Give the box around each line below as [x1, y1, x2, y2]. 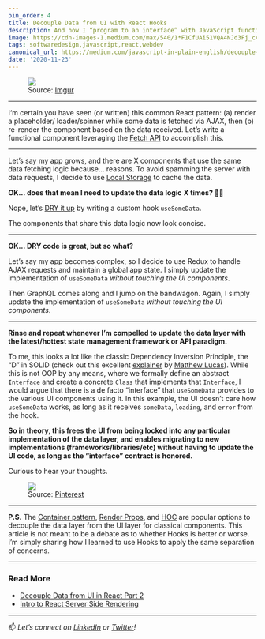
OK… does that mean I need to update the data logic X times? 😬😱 [8, 187, 224, 197]
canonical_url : [8, 48, 58, 56]
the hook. [8, 410, 39, 419]
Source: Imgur [28, 85, 74, 95]
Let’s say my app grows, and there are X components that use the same [8, 156, 241, 165]
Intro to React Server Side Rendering [19, 600, 140, 609]
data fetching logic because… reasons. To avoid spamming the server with [8, 164, 251, 174]
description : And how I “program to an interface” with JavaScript [8, 26, 235, 34]
